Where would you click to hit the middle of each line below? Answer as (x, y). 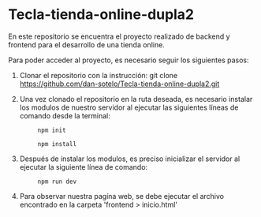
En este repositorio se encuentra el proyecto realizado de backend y (119, 36)
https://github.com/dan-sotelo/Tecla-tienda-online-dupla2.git (119, 84)
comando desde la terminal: (65, 115)
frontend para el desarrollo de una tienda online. (87, 44)
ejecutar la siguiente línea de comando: (84, 166)
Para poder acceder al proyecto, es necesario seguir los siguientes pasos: (129, 60)
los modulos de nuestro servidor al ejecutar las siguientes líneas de (129, 107)
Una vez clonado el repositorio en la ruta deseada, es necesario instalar (136, 99)
